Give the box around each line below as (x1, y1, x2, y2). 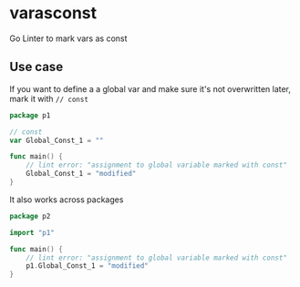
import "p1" (9, 228, 55, 237)
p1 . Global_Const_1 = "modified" (26, 261, 149, 271)
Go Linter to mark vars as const (9, 33, 128, 44)
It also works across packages (9, 194, 124, 205)
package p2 (9, 211, 51, 220)
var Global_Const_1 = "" (9, 136, 104, 145)
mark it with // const (9, 93, 89, 104)
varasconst (9, 3, 98, 24)
